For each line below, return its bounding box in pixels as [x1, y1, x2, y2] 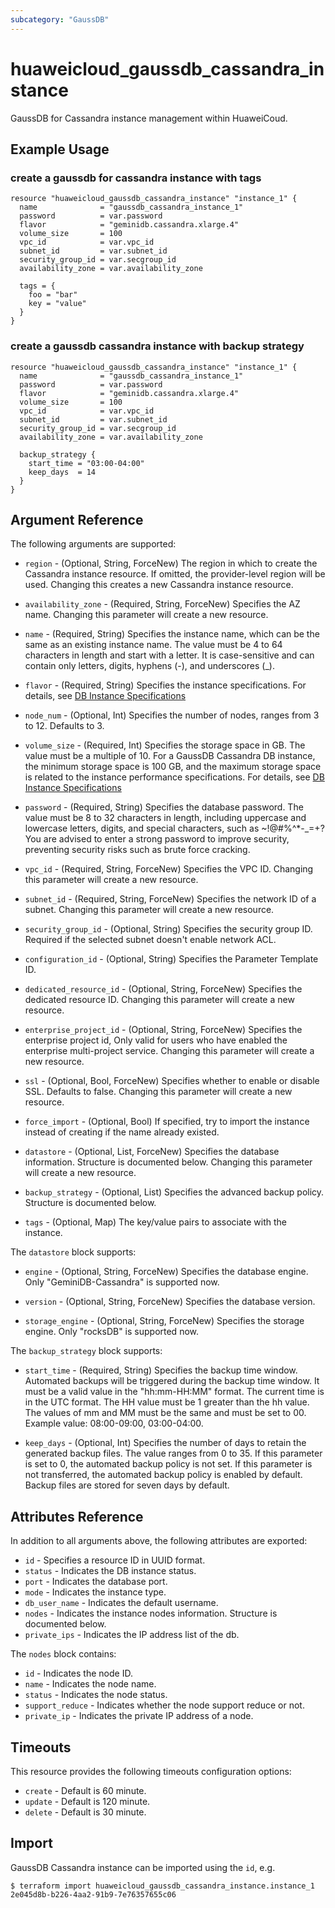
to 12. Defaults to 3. [24, 720, 105, 732]
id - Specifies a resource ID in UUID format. [24, 1554, 206, 1566]
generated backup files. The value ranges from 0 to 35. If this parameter [24, 1447, 323, 1460]
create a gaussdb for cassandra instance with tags [10, 171, 262, 185]
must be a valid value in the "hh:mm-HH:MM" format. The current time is [24, 1386, 325, 1398]
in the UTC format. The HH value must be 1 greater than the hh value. [24, 1396, 310, 1408]
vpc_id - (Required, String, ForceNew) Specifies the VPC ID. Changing [24, 863, 314, 875]
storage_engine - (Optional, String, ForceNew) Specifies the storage [24, 1315, 305, 1327]
